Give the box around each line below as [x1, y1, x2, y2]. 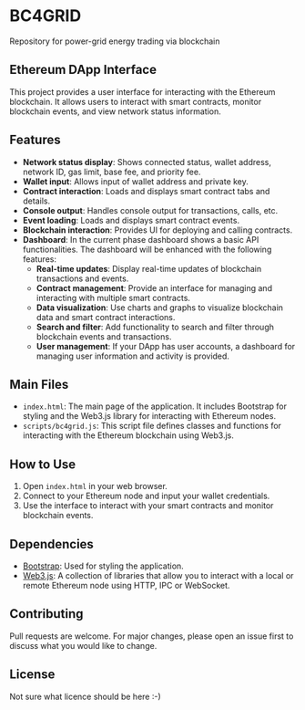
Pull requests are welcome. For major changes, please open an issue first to [9, 631, 294, 642]
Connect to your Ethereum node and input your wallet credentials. [22, 490, 270, 502]
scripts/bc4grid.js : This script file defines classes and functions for [22, 421, 282, 432]
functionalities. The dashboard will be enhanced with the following [22, 244, 272, 255]
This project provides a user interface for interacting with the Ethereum [9, 86, 276, 97]
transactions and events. [36, 273, 129, 284]
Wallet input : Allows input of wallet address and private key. [22, 175, 249, 187]
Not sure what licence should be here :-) [9, 691, 161, 702]
